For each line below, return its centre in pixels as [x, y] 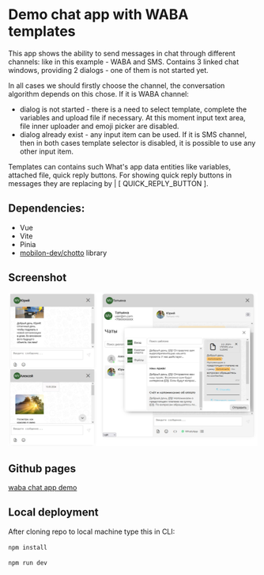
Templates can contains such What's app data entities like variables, [120, 166]
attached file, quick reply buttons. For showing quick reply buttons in [120, 175]
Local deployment [53, 512]
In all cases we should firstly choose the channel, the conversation [117, 86]
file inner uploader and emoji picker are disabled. [99, 126]
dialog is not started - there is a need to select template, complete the [133, 109]
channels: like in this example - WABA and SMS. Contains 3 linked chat [124, 62]
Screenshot [38, 278]
